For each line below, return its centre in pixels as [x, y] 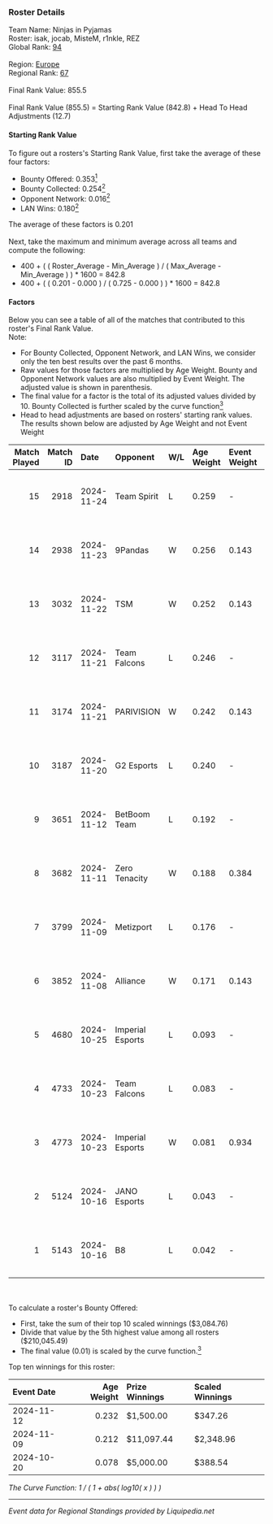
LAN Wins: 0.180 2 [50, 208]
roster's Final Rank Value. [51, 328]
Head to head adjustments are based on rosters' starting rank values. [136, 415]
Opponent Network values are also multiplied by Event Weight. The [132, 379]
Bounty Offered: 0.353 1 [59, 178]
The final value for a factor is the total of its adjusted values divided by [138, 396]
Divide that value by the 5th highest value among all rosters [119, 1332]
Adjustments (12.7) [40, 116]
